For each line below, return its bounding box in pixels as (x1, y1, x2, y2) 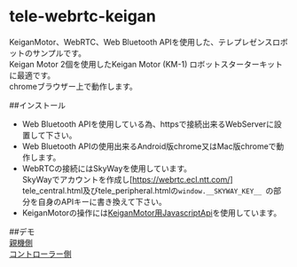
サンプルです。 (32, 47, 87, 59)
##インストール (9, 99, 66, 110)
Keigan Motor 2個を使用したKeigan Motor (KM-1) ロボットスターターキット (9, 59, 284, 69)
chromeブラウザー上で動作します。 (9, 81, 137, 91)
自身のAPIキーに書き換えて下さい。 (37, 196, 167, 207)
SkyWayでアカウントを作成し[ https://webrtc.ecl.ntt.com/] (21, 174, 233, 185)
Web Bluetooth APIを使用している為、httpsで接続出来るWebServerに (21, 118, 275, 130)
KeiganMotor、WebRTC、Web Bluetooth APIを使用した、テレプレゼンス (9, 36, 273, 47)
